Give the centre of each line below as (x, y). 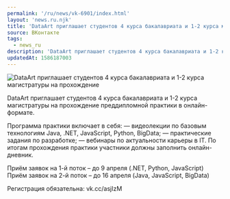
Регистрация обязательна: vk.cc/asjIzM (65, 188)
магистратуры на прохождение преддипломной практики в (95, 105)
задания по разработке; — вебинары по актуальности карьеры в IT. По (112, 140)
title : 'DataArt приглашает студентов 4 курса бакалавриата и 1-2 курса (113, 26)
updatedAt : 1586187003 (39, 58)
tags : (15, 39)
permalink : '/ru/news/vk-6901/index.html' (68, 13)
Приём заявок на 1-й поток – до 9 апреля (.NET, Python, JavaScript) (105, 168)
